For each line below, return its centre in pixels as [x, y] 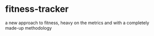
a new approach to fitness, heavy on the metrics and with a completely [77, 23]
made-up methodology [28, 28]
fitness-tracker [37, 9]
